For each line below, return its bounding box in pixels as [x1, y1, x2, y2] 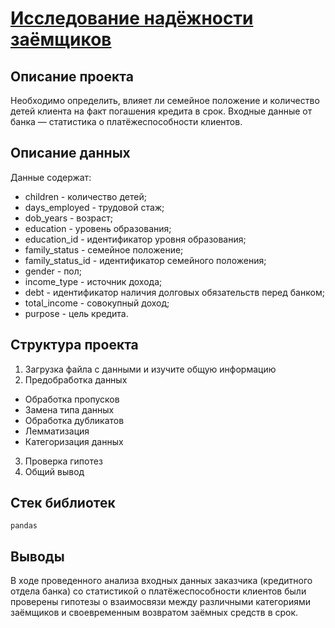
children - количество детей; [24, 190, 147, 202]
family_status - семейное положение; [24, 243, 184, 256]
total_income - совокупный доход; [24, 297, 170, 309]
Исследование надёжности [10, 7, 254, 30]
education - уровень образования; [24, 222, 172, 234]
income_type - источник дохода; [24, 275, 163, 287]
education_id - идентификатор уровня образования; [24, 233, 247, 245]
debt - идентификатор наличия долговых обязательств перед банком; [24, 286, 325, 298]
